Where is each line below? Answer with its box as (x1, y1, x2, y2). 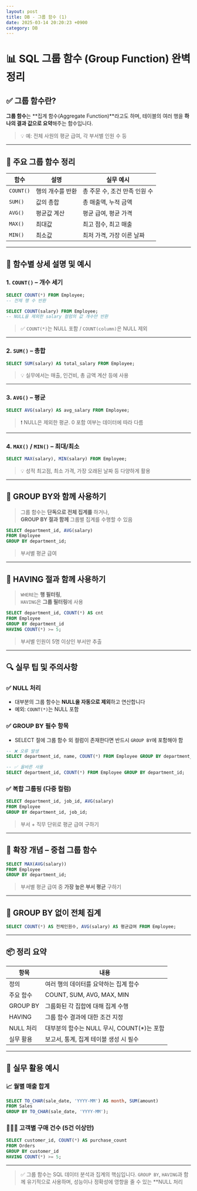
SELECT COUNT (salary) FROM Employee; (6, 308, 98, 314)
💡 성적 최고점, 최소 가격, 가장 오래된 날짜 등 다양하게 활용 (20, 467, 151, 474)
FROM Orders (6, 1143, 35, 1149)
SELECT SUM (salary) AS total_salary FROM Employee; (6, 360, 135, 367)
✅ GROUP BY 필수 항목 (6, 722, 69, 730)
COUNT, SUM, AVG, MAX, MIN (45, 990, 130, 999)
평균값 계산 (36, 209, 65, 218)
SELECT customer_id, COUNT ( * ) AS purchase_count (6, 1137, 127, 1143)
